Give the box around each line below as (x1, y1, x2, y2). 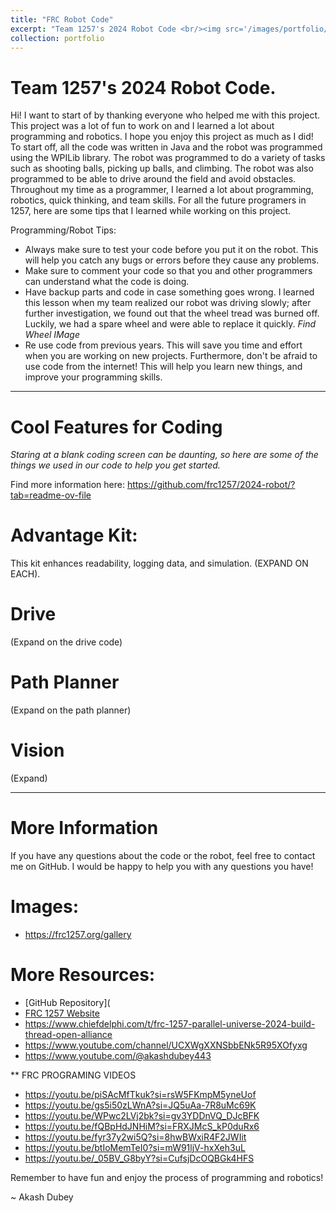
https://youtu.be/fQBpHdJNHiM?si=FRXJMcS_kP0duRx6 (24, 1120, 260, 1132)
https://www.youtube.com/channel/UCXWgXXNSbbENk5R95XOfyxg (24, 1039, 308, 1051)
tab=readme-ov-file (10, 489, 92, 501)
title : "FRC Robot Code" (10, 14, 114, 25)
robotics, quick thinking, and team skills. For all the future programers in (10, 194, 307, 206)
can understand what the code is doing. (24, 276, 190, 288)
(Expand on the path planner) (10, 704, 132, 716)
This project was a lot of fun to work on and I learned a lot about (10, 120, 275, 132)
